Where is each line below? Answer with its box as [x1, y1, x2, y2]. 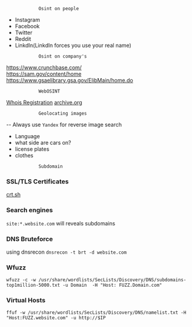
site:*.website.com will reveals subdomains [6, 219, 116, 227]
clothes [14, 152, 34, 159]
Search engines [6, 206, 53, 215]
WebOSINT [38, 88, 61, 94]
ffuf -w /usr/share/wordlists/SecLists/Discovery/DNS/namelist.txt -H [6, 310, 187, 316]
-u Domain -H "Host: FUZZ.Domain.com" [62, 283, 163, 289]
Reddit [14, 35, 31, 42]
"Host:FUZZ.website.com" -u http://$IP [6, 315, 106, 321]
